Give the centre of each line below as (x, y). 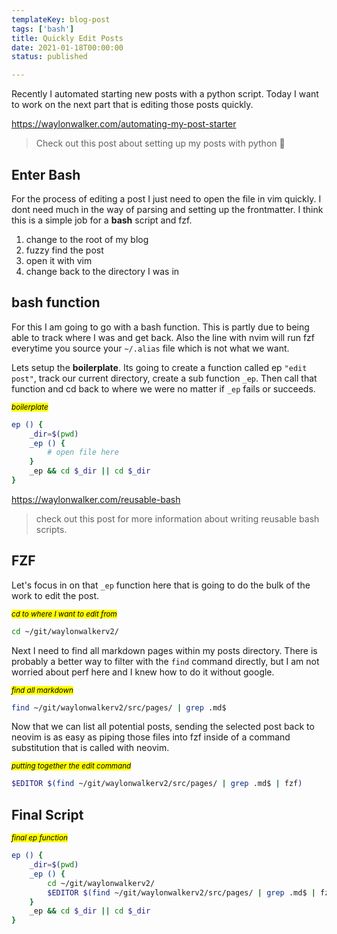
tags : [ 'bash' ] (43, 29)
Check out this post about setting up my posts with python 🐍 (160, 143)
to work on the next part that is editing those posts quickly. (132, 105)
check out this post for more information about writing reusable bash (177, 518)
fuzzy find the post (64, 250)
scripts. (51, 529)
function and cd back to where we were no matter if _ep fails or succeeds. (163, 388)
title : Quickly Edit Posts (67, 38)
